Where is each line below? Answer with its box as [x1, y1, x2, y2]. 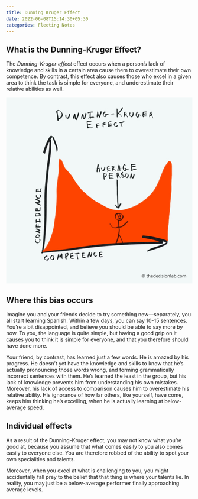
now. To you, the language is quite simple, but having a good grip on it [6, 330, 177, 336]
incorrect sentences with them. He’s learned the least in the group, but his [6, 372, 186, 380]
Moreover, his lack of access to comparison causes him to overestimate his [6, 385, 190, 392]
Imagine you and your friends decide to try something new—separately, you [6, 311, 191, 317]
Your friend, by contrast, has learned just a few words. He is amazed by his [6, 354, 189, 361]
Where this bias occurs [6, 295, 93, 305]
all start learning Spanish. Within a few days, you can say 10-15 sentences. [6, 317, 188, 324]
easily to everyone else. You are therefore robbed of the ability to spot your [6, 449, 189, 456]
